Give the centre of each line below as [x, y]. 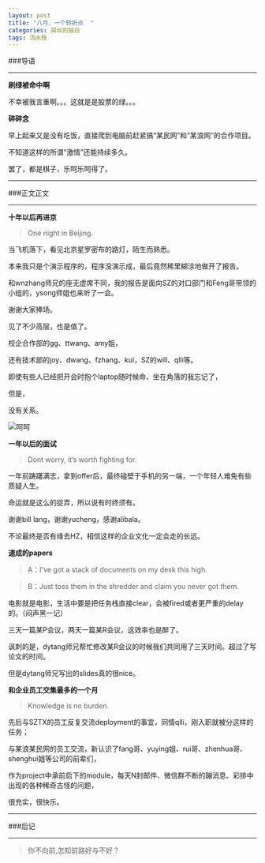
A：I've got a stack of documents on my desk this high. [117, 570]
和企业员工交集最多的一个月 [53, 690]
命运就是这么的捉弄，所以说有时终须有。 [74, 503]
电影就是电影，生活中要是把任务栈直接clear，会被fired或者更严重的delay [126, 603]
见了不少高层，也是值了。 [50, 326]
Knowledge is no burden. [68, 706]
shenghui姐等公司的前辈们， [54, 759]
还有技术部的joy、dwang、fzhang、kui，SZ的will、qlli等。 [103, 360]
